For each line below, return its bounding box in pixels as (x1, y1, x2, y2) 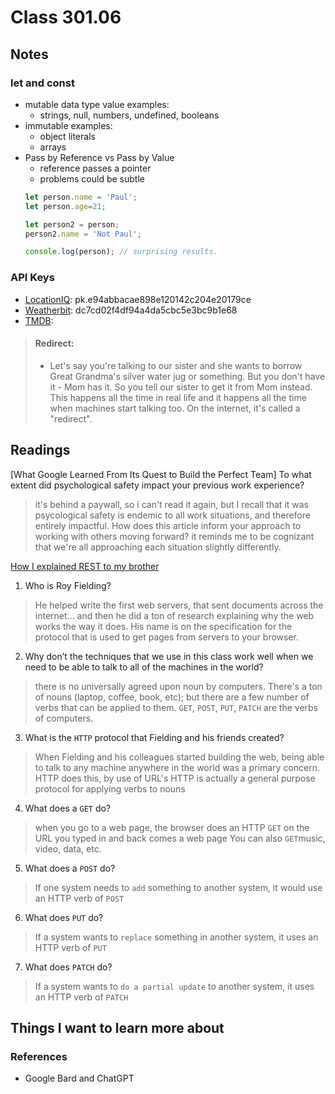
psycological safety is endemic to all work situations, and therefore (34, 509, 311, 521)
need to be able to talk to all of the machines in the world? (24, 661, 264, 673)
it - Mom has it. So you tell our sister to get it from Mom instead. (49, 381, 313, 393)
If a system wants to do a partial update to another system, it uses (34, 980, 315, 992)
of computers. (34, 712, 94, 724)
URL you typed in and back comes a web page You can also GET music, (34, 832, 326, 844)
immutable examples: (24, 119, 113, 131)
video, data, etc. (34, 842, 102, 855)
